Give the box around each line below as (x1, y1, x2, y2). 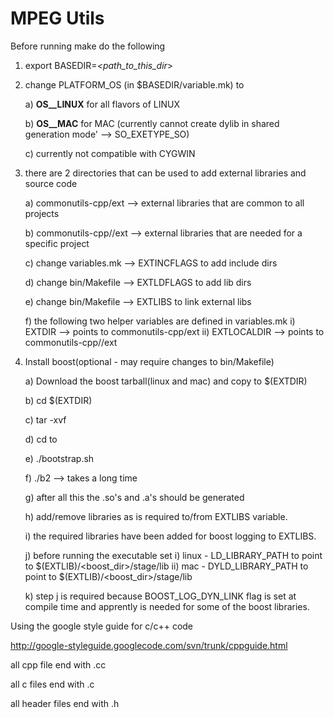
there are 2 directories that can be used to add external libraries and (24, 167, 307, 179)
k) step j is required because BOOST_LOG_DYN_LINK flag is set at (24, 590, 297, 602)
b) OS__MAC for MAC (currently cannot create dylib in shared (24, 117, 280, 129)
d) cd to (24, 433, 58, 445)
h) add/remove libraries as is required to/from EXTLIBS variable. (24, 510, 288, 522)
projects (24, 207, 60, 219)
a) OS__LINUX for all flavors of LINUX (24, 98, 180, 110)
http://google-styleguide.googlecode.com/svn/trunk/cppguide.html (10, 639, 288, 651)
